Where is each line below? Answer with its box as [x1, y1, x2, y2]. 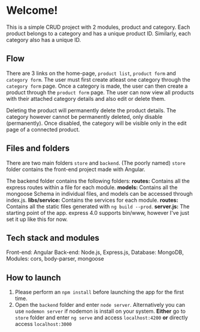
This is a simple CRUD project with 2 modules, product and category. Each [6, 23, 190, 31]
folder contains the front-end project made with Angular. [6, 166, 146, 173]
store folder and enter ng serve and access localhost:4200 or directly [14, 314, 189, 321]
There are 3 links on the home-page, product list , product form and [6, 70, 177, 77]
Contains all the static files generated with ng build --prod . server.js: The [6, 202, 190, 210]
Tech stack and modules [6, 232, 100, 243]
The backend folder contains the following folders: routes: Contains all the [6, 177, 190, 184]
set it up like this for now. [6, 216, 68, 223]
